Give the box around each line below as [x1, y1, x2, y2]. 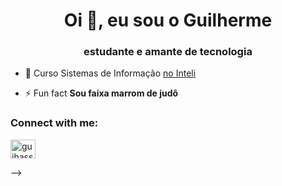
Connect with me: [10, 116, 99, 130]
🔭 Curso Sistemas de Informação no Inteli [24, 67, 197, 79]
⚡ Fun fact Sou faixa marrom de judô [24, 87, 179, 99]
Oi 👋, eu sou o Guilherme [63, 9, 273, 32]
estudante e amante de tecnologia [83, 45, 253, 59]
